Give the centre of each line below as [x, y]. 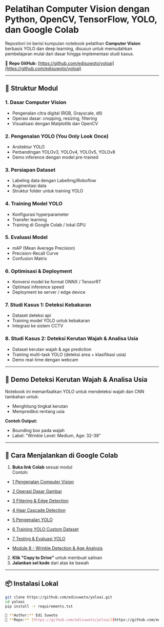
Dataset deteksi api [31, 315]
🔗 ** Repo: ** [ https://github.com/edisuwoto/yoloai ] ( [60, 620]
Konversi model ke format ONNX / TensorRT [57, 282]
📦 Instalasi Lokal [32, 583]
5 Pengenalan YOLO [32, 520]
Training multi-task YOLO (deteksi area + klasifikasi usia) [69, 354]
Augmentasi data [29, 186]
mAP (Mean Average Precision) [44, 248]
